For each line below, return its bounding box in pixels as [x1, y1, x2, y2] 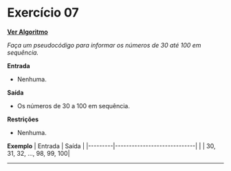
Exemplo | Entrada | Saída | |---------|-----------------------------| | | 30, [7, 141, 216, 150]
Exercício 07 [7, 5, 79, 21]
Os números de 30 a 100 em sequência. [16, 101, 131, 110]
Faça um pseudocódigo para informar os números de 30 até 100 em [7, 41, 201, 49]
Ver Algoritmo [7, 28, 48, 36]
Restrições [7, 115, 39, 123]
